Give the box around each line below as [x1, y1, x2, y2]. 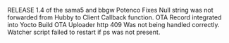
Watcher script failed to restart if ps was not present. [7, 28, 161, 36]
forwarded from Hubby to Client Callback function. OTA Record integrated [7, 13, 222, 21]
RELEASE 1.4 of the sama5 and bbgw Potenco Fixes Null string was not [7, 6, 213, 14]
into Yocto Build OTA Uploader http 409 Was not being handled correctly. [7, 21, 220, 28]
